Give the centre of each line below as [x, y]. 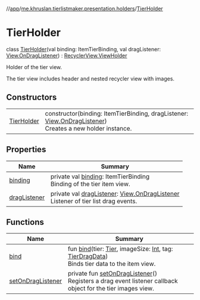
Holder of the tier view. [34, 67]
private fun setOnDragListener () [112, 274]
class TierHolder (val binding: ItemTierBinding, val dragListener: [84, 49]
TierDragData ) [88, 256]
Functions [25, 222]
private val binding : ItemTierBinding [100, 177]
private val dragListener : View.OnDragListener [115, 193]
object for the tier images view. [111, 289]
